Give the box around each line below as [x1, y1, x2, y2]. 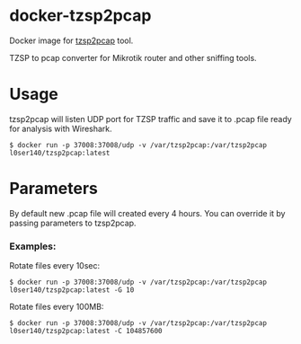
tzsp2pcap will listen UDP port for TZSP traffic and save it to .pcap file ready [9, 113, 292, 124]
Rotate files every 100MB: [9, 302, 104, 313]
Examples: [9, 240, 57, 252]
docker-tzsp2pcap [9, 5, 152, 26]
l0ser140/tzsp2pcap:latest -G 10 [9, 286, 135, 295]
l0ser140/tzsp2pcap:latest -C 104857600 [9, 327, 164, 336]
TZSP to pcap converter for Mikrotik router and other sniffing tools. [9, 52, 258, 63]
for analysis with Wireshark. [9, 123, 112, 134]
